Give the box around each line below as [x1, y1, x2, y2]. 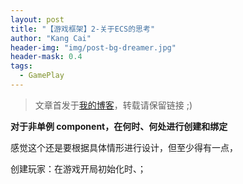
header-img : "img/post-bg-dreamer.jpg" [10, 42, 177, 53]
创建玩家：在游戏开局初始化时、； [10, 162, 147, 175]
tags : [10, 61, 33, 71]
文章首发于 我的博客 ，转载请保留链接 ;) [34, 99, 193, 111]
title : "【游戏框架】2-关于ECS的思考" [10, 24, 156, 34]
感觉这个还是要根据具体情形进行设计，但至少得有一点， [10, 141, 238, 153]
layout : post [10, 14, 65, 25]
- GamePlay [19, 71, 65, 81]
